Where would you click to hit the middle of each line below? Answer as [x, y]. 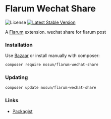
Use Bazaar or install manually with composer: [53, 56]
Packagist [23, 111]
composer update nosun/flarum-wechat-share [51, 88]
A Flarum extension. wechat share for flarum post [56, 32]
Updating [17, 77]
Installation [19, 45]
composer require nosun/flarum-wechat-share [52, 65]
